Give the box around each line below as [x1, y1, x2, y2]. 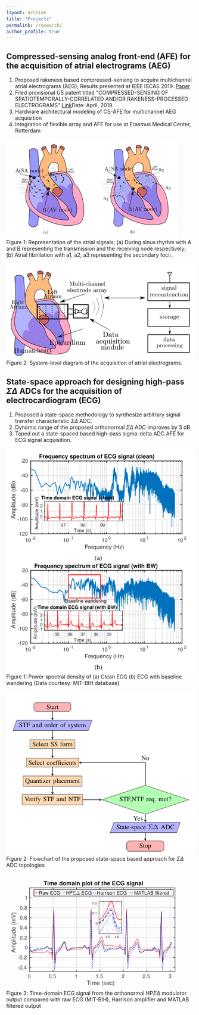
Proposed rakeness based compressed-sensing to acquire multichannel [14, 76, 192, 83]
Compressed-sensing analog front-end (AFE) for [6, 51, 191, 61]
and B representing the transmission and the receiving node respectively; [6, 245, 186, 253]
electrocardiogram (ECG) [6, 395, 101, 405]
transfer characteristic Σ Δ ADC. [14, 417, 92, 424]
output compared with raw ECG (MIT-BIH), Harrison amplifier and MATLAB [6, 996, 189, 1003]
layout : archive [6, 10, 46, 15]
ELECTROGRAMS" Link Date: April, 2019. [14, 102, 114, 109]
